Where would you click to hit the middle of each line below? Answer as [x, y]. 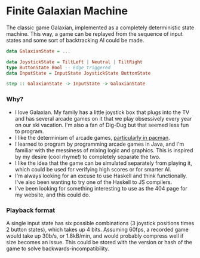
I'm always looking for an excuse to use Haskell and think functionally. [101, 176]
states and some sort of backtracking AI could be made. [75, 40]
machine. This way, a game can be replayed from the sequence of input [95, 33]
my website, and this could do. [53, 195]
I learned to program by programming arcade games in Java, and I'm [99, 144]
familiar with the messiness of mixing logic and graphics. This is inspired [104, 150]
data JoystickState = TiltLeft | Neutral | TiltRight [75, 62]
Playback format [31, 210]
